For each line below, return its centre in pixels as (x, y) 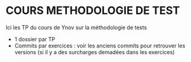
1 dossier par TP (35, 39)
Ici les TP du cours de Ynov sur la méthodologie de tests (76, 27)
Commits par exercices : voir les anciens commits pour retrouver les (100, 46)
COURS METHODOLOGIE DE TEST (93, 11)
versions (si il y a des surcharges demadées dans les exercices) (95, 52)
